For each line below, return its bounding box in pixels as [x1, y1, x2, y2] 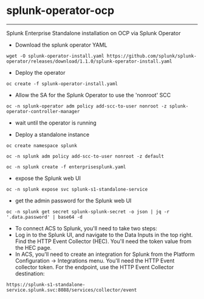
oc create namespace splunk [6, 142, 78, 149]
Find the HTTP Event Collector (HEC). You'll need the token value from [15, 238, 192, 245]
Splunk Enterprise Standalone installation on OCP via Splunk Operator [6, 29, 181, 36]
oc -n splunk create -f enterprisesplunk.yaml [6, 163, 126, 170]
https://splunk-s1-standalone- [6, 281, 86, 287]
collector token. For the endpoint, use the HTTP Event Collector [15, 263, 174, 270]
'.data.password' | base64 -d [6, 214, 83, 220]
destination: [15, 270, 45, 277]
